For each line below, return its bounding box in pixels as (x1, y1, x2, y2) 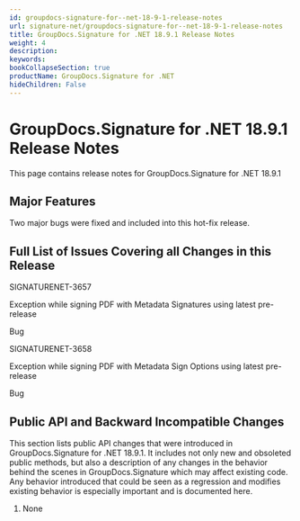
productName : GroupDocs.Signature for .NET (9, 72, 175, 81)
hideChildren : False (9, 80, 87, 89)
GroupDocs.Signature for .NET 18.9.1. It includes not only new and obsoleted (9, 447, 292, 458)
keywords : (9, 55, 47, 64)
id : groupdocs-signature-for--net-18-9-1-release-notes (9, 13, 223, 22)
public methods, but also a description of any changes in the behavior (9, 457, 268, 468)
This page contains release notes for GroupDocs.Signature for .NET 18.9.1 (9, 167, 281, 178)
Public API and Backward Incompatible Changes (9, 414, 285, 429)
